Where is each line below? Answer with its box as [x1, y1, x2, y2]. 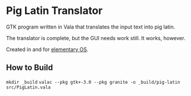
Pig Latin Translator [6, 4, 103, 17]
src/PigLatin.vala [6, 84, 51, 90]
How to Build [6, 63, 54, 73]
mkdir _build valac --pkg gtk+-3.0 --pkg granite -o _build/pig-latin [6, 79, 180, 85]
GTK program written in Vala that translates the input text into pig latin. [6, 23, 175, 30]
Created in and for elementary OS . [6, 45, 89, 53]
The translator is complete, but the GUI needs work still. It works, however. [6, 34, 186, 41]
